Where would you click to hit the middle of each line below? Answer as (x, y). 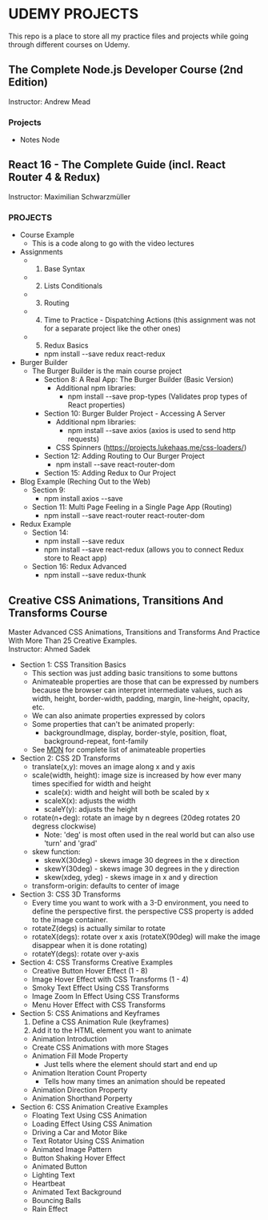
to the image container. (70, 919)
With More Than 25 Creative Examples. (73, 640)
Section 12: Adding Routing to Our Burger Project (124, 456)
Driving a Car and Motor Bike (80, 1132)
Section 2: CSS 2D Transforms (70, 758)
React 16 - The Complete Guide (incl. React (117, 165)
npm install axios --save (84, 499)
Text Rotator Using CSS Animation (88, 1141)
